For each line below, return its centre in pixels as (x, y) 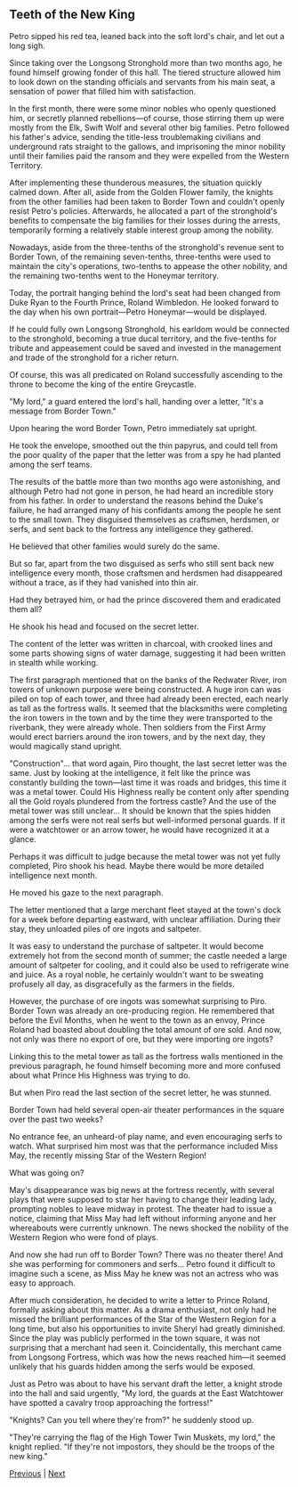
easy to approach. (42, 1283)
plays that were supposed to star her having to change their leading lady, (143, 1199)
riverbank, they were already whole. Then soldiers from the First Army (138, 727)
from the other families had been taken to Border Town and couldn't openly (147, 201)
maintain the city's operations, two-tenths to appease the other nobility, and (148, 266)
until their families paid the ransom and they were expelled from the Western (149, 156)
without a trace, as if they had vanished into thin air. (104, 582)
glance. (23, 839)
